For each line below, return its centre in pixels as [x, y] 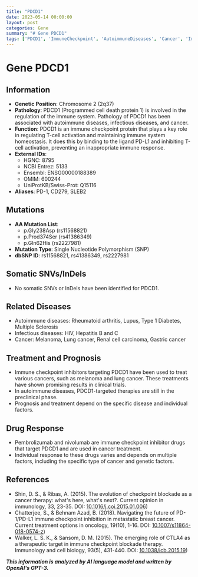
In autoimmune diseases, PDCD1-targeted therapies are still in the [94, 391]
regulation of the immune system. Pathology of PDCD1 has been [93, 116]
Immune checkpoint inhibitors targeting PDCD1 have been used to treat [101, 372]
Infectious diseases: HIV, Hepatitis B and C [66, 333]
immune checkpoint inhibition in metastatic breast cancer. [105, 519]
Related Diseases [39, 307]
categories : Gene [27, 28]
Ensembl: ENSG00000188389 [60, 173]
